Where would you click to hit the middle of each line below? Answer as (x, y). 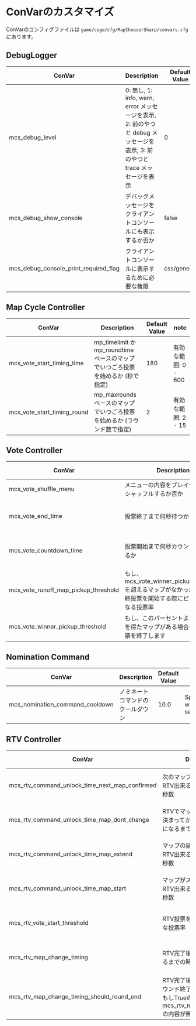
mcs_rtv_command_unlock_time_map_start (68, 888)
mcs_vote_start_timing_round (49, 412)
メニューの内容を (148, 485)
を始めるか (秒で (116, 376)
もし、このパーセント (154, 618)
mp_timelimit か (115, 342)
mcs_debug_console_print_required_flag (64, 268)
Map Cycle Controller (45, 308)
